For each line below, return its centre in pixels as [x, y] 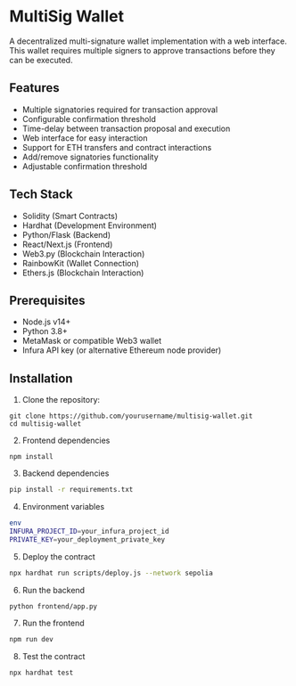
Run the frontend [53, 623]
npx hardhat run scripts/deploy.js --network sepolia [111, 573]
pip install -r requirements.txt [71, 490]
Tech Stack [41, 195]
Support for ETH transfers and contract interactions [117, 147]
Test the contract [53, 657]
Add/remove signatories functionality [90, 157]
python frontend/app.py [53, 606]
